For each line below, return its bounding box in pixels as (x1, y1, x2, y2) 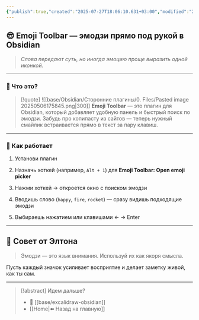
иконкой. (20, 62, 44, 69)
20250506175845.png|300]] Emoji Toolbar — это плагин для (20, 102, 172, 109)
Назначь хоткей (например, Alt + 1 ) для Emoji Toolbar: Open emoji (14, 167, 185, 174)
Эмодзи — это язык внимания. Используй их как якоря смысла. (20, 252, 184, 259)
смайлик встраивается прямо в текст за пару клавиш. (20, 121, 158, 128)
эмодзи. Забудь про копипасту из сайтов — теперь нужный (20, 115, 172, 122)
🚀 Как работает (6, 141, 53, 150)
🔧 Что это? (6, 83, 38, 91)
